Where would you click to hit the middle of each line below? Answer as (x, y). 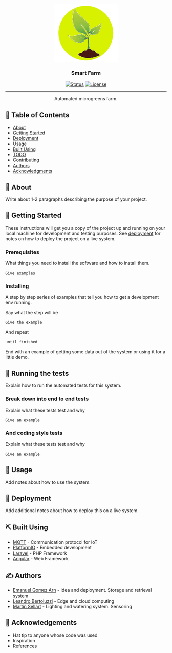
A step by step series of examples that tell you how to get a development (82, 297)
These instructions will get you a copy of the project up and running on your (85, 228)
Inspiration (24, 640)
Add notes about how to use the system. (48, 482)
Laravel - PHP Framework (40, 553)
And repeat (17, 332)
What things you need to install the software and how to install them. (78, 263)
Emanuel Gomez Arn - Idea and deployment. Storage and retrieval (82, 590)
